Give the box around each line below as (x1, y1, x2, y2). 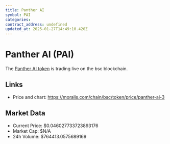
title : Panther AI (5, 7, 44, 13)
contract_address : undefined (5, 22, 67, 27)
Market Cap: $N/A (12, 128, 51, 134)
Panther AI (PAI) (5, 49, 75, 60)
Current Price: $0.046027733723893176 (12, 122, 99, 129)
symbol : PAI (5, 12, 31, 17)
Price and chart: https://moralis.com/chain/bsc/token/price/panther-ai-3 (12, 94, 165, 100)
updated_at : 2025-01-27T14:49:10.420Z (5, 27, 88, 32)
